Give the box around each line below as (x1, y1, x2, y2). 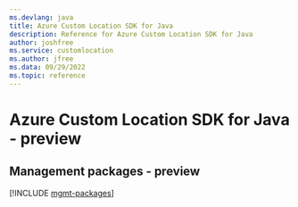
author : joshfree (9, 37, 74, 47)
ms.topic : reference (9, 71, 87, 80)
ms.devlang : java (9, 12, 74, 22)
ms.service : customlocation (9, 46, 114, 55)
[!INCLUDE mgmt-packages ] (9, 187, 114, 198)
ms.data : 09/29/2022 (9, 63, 87, 72)
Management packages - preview (9, 164, 201, 179)
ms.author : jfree (9, 54, 74, 63)
